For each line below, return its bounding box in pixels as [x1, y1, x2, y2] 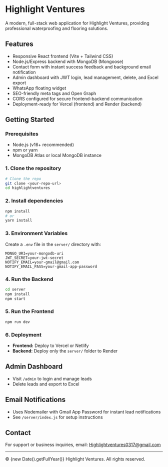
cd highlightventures [5, 185, 50, 190]
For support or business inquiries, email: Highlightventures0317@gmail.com [5, 441, 161, 448]
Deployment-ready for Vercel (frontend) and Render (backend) [12, 101, 142, 107]
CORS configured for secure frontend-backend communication [12, 95, 142, 101]
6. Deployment [5, 331, 41, 338]
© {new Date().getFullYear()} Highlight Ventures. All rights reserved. [5, 456, 145, 462]
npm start [5, 296, 26, 301]
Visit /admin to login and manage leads [12, 375, 92, 381]
